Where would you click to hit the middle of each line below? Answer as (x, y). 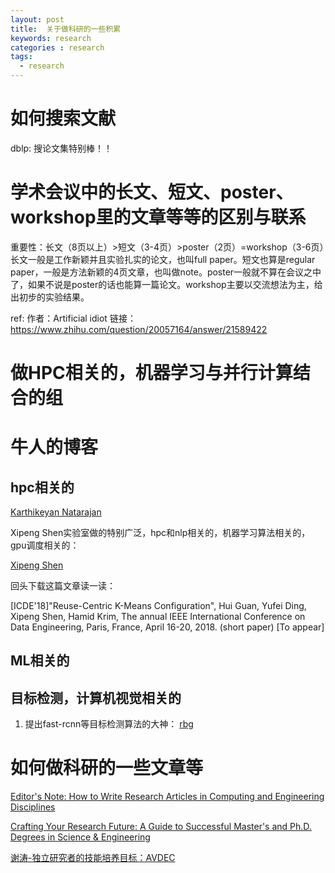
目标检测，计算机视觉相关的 (96, 697)
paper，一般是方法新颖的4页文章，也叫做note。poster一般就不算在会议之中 (166, 272)
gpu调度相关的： (45, 545)
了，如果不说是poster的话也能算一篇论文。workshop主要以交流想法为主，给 (166, 284)
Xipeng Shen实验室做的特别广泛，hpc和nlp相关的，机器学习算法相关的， (160, 533)
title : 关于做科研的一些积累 (66, 29)
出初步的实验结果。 (50, 297)
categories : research (57, 47)
